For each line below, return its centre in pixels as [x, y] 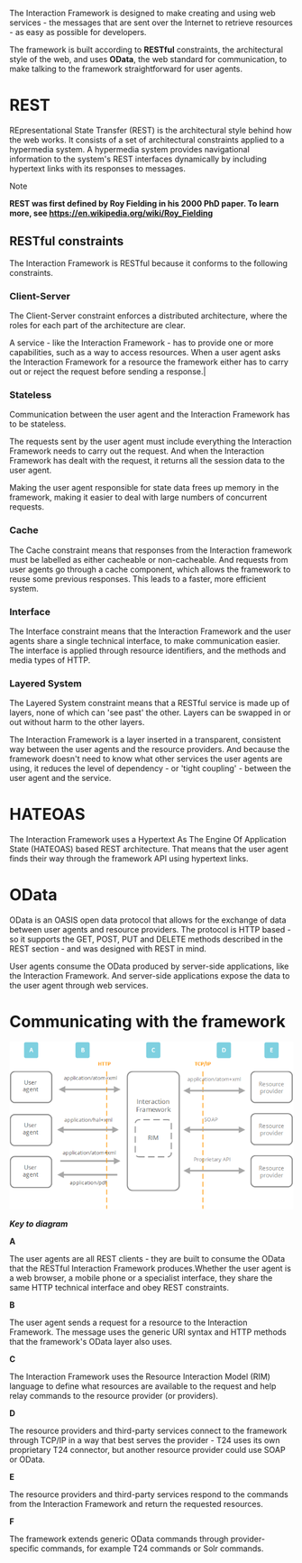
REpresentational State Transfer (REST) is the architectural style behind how [151, 130]
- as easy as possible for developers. [78, 32]
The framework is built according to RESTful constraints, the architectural [146, 50]
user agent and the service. [60, 778]
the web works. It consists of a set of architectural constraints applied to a [147, 140]
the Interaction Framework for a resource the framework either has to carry [149, 362]
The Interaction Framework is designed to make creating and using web [143, 13]
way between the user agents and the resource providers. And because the [150, 749]
